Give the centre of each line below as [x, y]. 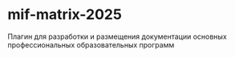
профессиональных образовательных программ [91, 44]
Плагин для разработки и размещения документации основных [118, 36]
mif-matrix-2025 [65, 15]
